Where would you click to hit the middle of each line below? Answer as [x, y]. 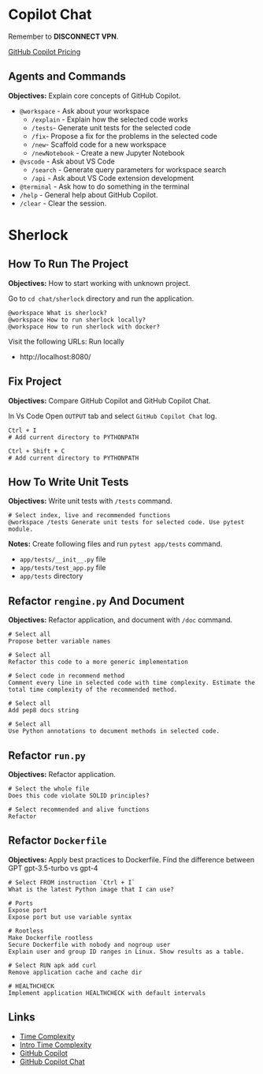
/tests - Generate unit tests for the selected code [111, 127]
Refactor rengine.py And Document [96, 601]
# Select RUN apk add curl [52, 965]
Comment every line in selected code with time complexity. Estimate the [132, 683]
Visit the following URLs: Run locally [66, 341]
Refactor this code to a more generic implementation [98, 662]
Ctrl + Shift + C [37, 451]
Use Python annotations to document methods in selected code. [114, 731]
